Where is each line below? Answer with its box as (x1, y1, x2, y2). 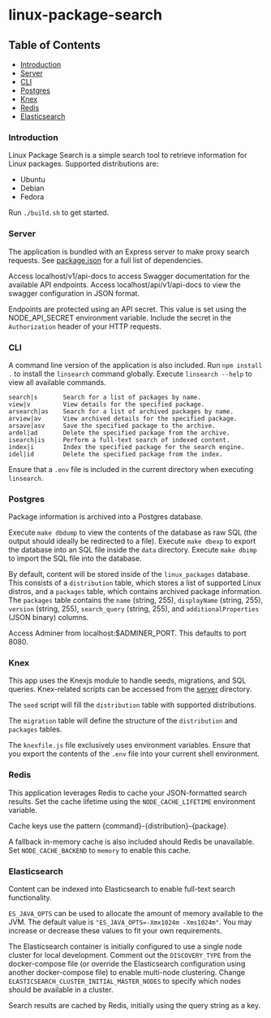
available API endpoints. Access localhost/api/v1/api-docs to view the (8, 279, 241, 290)
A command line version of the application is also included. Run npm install (8, 360, 263, 369)
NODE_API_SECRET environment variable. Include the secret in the (8, 312, 231, 322)
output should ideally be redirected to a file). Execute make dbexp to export (8, 536, 256, 546)
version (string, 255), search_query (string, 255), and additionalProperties (8, 604, 260, 614)
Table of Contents (8, 38, 101, 52)
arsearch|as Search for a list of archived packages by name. (8, 407, 234, 416)
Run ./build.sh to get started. (8, 208, 110, 217)
